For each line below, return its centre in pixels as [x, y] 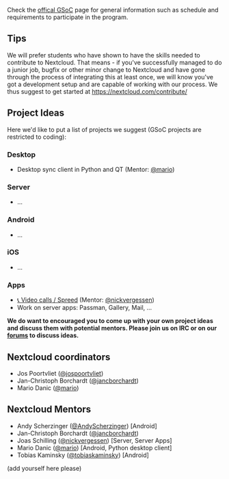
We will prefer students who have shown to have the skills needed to [104, 55]
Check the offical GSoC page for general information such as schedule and [113, 10]
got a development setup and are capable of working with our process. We [112, 84]
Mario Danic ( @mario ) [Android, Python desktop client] [94, 448]
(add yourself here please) [44, 468]
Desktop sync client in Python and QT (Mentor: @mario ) [96, 169]
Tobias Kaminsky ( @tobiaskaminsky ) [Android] [83, 455]
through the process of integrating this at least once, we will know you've [110, 77]
